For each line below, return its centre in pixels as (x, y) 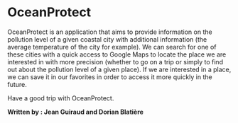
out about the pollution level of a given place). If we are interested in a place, (119, 69)
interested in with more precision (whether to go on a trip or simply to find (115, 61)
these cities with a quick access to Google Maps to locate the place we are (117, 54)
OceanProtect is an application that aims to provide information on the (110, 32)
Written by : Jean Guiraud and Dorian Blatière (76, 112)
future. (17, 84)
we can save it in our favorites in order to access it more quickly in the (110, 77)
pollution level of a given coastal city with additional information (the (107, 39)
